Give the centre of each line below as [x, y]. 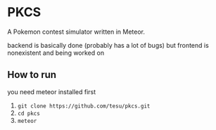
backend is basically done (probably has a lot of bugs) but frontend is [108, 45]
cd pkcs [28, 113]
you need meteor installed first [52, 91]
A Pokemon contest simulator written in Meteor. [76, 32]
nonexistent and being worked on [56, 53]
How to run [32, 75]
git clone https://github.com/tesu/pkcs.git [84, 106]
